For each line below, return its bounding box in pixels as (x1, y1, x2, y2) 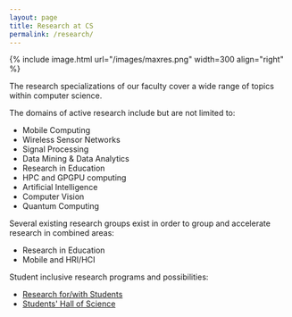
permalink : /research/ (9, 29, 94, 38)
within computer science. (9, 90, 103, 101)
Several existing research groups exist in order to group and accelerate (9, 218, 271, 229)
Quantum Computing (21, 201, 100, 212)
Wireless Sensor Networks (21, 135, 121, 146)
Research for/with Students (21, 289, 123, 300)
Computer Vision (21, 191, 85, 202)
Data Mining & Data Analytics (21, 154, 129, 164)
